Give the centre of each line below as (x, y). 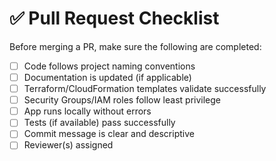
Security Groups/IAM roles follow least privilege (122, 100)
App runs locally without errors (87, 111)
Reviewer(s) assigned (68, 145)
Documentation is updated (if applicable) (107, 77)
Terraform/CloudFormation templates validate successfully (145, 89)
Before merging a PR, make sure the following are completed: (135, 46)
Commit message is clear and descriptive (109, 134)
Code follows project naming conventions (109, 66)
